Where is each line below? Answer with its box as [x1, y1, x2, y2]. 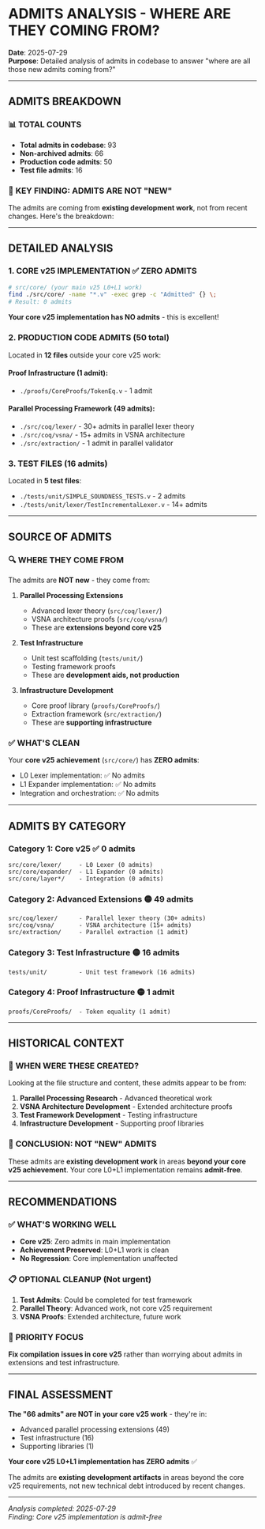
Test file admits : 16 [19, 165, 83, 175]
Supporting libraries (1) [19, 1441, 95, 1451]
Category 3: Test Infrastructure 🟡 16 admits [8, 947, 180, 958]
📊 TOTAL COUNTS [8, 119, 82, 131]
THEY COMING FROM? [8, 21, 160, 40]
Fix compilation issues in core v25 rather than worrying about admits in [8, 1349, 243, 1359]
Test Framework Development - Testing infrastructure [19, 1111, 198, 1120]
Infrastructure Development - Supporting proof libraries [19, 1118, 204, 1128]
